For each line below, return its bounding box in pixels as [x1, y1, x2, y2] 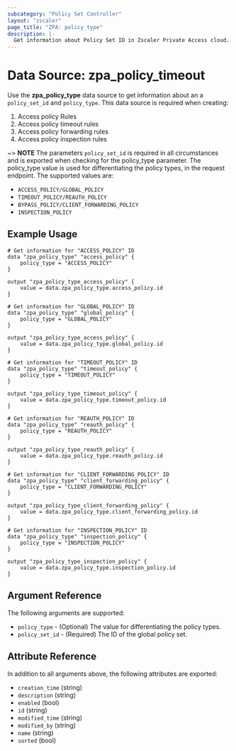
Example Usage [7, 228, 78, 240]
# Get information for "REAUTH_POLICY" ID [7, 415, 135, 422]
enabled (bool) [17, 698, 60, 707]
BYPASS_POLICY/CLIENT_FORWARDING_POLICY [17, 202, 139, 209]
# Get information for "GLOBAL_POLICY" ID [7, 303, 135, 310]
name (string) [17, 728, 55, 737]
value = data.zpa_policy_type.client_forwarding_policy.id [20, 508, 198, 515]
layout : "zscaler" [7, 17, 62, 24]
